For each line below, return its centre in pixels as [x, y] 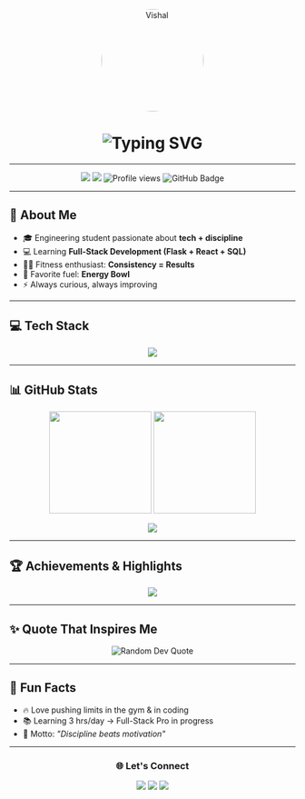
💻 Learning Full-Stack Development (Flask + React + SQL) [134, 251]
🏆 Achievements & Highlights [96, 566]
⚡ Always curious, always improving [90, 284]
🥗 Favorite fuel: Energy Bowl [76, 274]
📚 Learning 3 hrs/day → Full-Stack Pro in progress [118, 720]
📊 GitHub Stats [54, 390]
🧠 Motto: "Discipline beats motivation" [94, 734]
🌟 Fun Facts [43, 688]
